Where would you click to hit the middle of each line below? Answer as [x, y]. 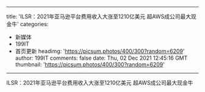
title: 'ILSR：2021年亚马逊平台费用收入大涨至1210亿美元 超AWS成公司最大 [99, 16]
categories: [34, 24]
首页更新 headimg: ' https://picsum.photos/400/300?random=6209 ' [100, 51]
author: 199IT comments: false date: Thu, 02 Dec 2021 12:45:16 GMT [101, 58]
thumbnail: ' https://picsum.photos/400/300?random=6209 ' [90, 64]
